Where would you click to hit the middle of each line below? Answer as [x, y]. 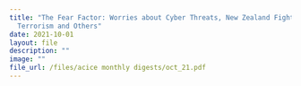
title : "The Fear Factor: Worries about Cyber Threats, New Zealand [140, 17]
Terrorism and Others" [60, 26]
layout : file [34, 43]
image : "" [28, 59]
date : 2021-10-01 [42, 34]
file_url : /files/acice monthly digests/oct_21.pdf [107, 68]
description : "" [39, 51]
